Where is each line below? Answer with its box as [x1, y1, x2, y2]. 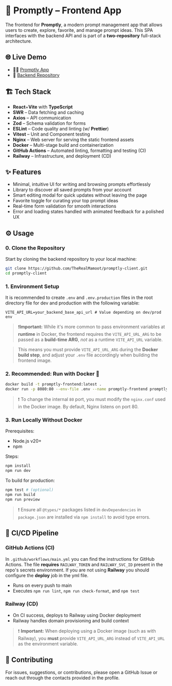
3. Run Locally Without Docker [5, 416, 83, 424]
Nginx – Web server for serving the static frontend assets [12, 136, 134, 143]
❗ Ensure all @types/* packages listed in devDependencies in [17, 506, 141, 512]
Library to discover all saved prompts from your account [12, 187, 132, 193]
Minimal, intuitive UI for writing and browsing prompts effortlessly [12, 181, 151, 187]
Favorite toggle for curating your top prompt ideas [12, 198, 119, 204]
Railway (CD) [5, 600, 38, 607]
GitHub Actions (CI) [5, 544, 55, 551]
